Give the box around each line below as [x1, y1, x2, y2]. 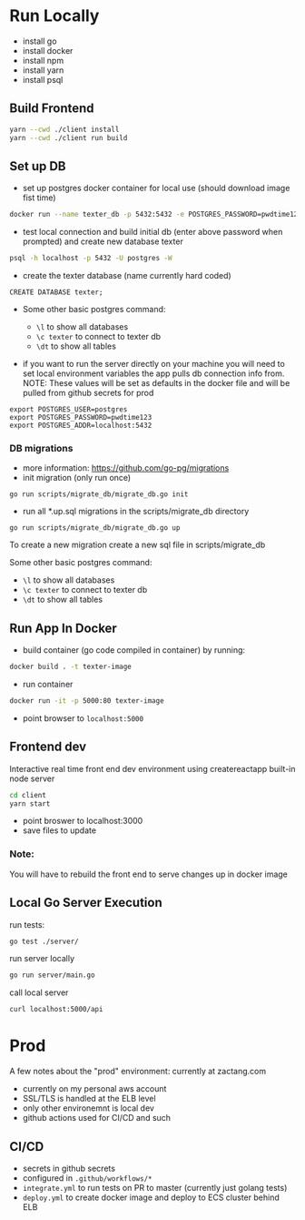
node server [9, 773, 55, 784]
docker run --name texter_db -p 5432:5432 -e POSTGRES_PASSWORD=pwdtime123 [9, 210, 302, 219]
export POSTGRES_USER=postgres [9, 405, 128, 414]
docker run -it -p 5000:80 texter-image [9, 696, 165, 706]
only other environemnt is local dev [22, 1103, 154, 1113]
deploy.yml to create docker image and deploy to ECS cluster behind [22, 1192, 280, 1203]
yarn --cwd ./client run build [9, 133, 128, 142]
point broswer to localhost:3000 [22, 816, 143, 827]
